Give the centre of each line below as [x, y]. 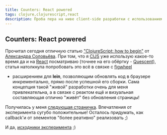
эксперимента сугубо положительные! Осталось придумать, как [74, 113]
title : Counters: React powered [39, 10]
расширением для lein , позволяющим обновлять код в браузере [81, 76]
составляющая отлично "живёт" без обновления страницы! [76, 98]
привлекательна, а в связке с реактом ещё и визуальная [73, 92]
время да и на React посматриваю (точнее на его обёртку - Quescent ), [81, 62]
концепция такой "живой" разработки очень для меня [70, 87]
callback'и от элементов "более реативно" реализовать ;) [67, 118]
